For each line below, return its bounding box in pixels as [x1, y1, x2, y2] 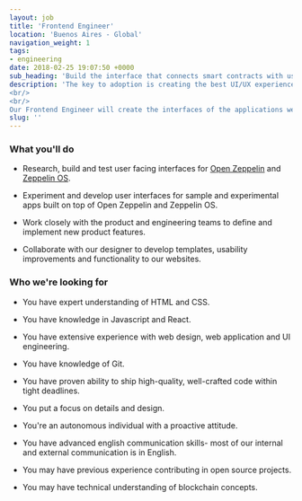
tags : [9, 47, 30, 56]
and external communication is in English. [22, 446, 177, 458]
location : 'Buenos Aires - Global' [9, 30, 143, 39]
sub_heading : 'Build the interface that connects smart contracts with [9, 72, 283, 81]
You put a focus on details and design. [22, 402, 164, 413]
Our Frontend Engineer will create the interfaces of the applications [9, 105, 283, 114]
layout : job [9, 13, 54, 22]
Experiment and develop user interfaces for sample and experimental [22, 190, 280, 201]
